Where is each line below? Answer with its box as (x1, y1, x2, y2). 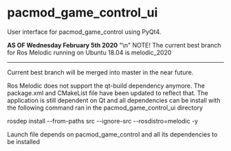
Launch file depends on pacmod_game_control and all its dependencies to (7, 130, 218, 139)
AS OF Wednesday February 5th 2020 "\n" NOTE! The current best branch (7, 41, 221, 49)
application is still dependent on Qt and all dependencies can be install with (7, 96, 221, 104)
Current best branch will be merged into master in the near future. (7, 68, 194, 77)
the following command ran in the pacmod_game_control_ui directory (7, 103, 203, 112)
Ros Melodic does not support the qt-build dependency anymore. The (7, 81, 205, 90)
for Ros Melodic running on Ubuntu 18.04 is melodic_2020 (7, 48, 172, 57)
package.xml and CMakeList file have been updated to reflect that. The (7, 88, 208, 97)
